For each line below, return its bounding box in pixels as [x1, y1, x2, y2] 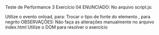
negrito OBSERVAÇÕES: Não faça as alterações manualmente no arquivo [5, 19, 155, 25]
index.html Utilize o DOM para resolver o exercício [5, 24, 108, 30]
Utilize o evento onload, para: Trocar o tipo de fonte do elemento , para [5, 14, 151, 19]
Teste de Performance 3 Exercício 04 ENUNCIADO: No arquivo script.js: [5, 4, 153, 10]
